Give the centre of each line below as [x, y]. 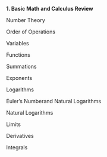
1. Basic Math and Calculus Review [50, 9]
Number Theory [26, 20]
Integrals [17, 147]
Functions [18, 55]
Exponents [19, 78]
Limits [13, 124]
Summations [21, 66]
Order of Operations [31, 32]
